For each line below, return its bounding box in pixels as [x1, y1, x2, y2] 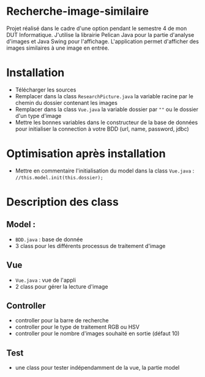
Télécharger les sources [15, 86, 76, 93]
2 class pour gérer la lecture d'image [15, 282, 108, 290]
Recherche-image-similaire [6, 4, 149, 18]
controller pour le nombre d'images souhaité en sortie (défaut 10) [15, 330, 180, 337]
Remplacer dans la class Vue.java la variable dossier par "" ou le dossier [15, 106, 199, 113]
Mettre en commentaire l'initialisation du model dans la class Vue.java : [15, 167, 195, 174]
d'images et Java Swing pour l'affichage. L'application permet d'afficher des [6, 37, 199, 45]
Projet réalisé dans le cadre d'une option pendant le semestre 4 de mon [6, 25, 187, 32]
